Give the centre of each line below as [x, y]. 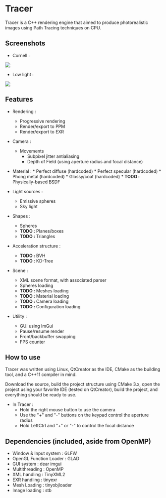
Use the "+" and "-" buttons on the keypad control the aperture [84, 415]
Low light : [23, 74]
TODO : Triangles [37, 236]
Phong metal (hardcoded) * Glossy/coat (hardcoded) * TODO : [76, 176]
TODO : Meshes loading [44, 291]
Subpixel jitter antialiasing [53, 156]
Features [19, 99]
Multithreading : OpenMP [38, 469]
